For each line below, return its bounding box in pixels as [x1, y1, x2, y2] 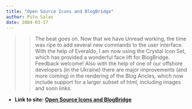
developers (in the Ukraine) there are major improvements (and [35, 66, 187, 73]
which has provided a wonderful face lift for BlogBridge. [35, 54, 170, 61]
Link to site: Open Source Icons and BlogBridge [14, 96, 132, 103]
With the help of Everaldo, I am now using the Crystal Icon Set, [35, 48, 186, 55]
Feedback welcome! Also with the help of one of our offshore [35, 60, 183, 67]
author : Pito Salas [6, 14, 54, 20]
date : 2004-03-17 [6, 19, 49, 25]
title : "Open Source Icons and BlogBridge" [6, 8, 114, 15]
